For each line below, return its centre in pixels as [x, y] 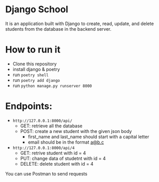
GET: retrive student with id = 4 [53, 153]
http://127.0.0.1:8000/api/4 [44, 148]
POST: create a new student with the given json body [76, 131]
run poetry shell [31, 75]
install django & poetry [36, 69]
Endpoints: [29, 106]
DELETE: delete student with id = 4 [57, 164]
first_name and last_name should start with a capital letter [88, 136]
